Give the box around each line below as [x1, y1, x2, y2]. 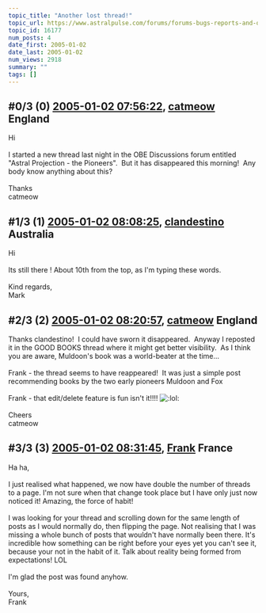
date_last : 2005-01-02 [8, 48, 83, 56]
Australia [8, 227, 55, 241]
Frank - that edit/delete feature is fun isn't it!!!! [8, 394, 158, 403]
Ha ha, [8, 463, 30, 472]
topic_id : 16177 [8, 26, 62, 34]
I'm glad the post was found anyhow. [8, 572, 128, 581]
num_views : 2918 [8, 56, 62, 64]
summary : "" [8, 63, 47, 71]
